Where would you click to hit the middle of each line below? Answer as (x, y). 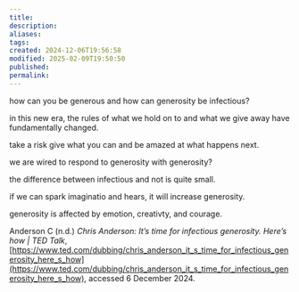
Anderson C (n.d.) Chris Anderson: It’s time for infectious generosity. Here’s (148, 231)
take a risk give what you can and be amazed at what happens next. (134, 144)
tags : (19, 42)
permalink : (29, 76)
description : (33, 26)
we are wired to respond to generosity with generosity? (111, 162)
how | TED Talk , (38, 240)
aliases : (25, 34)
